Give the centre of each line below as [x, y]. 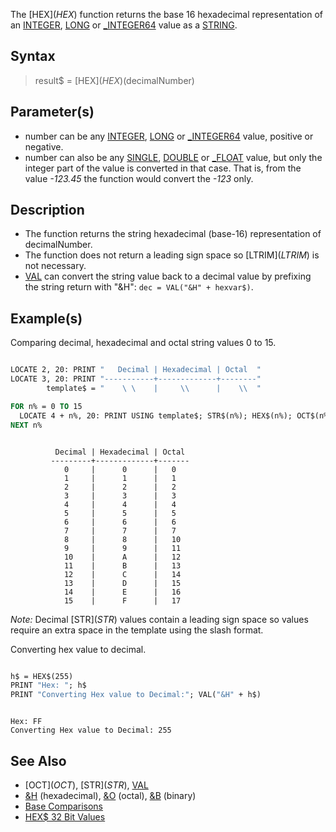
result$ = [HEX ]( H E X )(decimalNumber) [114, 80]
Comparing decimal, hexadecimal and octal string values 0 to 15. [143, 343]
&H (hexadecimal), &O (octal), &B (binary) [110, 795]
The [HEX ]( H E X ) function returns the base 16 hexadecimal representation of [166, 14]
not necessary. [55, 266]
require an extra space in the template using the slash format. [137, 630]
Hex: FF [26, 722]
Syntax [33, 56]
